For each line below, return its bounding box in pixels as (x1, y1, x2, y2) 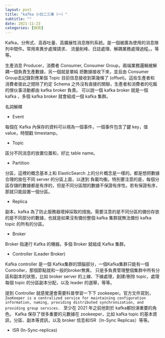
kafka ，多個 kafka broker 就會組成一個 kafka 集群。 (5, 93, 111, 99)
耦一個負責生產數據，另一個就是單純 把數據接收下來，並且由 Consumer (5, 69, 149, 75)
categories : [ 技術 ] (5, 26, 44, 31)
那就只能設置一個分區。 (5, 188, 53, 195)
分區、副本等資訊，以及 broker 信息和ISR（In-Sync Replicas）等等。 (13, 317, 152, 323)
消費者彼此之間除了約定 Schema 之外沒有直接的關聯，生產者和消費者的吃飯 (5, 81, 158, 87)
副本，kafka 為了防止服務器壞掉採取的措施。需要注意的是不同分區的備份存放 (5, 209, 160, 215)
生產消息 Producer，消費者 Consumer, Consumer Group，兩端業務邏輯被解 (5, 63, 157, 69)
